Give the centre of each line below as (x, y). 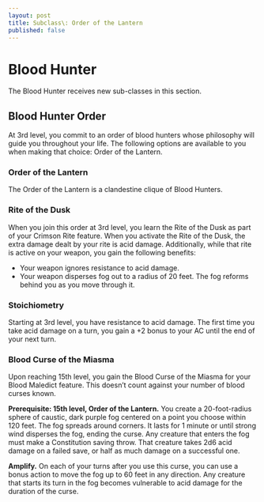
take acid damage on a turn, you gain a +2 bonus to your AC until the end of (132, 331)
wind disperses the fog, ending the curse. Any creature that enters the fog (129, 434)
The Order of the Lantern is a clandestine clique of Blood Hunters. (115, 190)
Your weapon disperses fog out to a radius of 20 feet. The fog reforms (134, 276)
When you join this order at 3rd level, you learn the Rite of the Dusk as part (130, 227)
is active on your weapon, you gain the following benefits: (102, 252)
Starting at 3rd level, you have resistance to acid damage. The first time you (132, 323)
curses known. (32, 394)
